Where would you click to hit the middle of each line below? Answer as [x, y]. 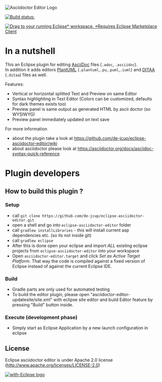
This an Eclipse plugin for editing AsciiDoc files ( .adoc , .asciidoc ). [71, 64]
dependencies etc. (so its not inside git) [52, 235]
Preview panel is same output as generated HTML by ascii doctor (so [81, 109]
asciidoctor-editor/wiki [35, 143]
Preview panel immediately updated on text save [61, 119]
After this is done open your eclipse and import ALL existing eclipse [80, 246]
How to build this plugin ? [44, 191]
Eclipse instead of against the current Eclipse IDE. [62, 266]
